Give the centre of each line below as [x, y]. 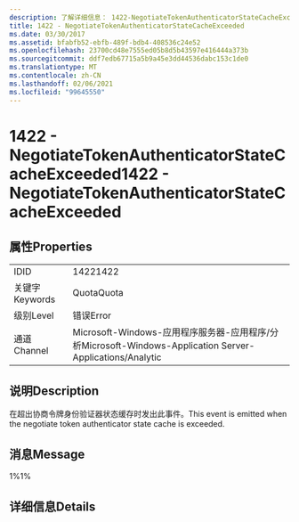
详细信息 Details [53, 506]
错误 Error [92, 315]
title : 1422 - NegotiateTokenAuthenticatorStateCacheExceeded [127, 26]
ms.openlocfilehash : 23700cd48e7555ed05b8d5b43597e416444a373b [129, 51]
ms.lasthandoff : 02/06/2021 [61, 84]
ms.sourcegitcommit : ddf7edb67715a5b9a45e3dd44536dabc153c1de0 [129, 59]
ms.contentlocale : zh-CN [55, 76]
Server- [238, 346]
